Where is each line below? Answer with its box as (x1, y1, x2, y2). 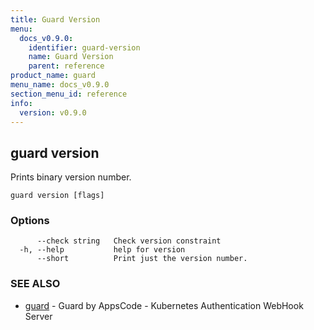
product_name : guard (10, 71, 97, 81)
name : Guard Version (28, 52, 114, 62)
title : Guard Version (10, 14, 101, 25)
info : (10, 98, 33, 108)
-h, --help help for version (19, 245, 186, 255)
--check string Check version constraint (36, 236, 222, 246)
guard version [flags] (10, 191, 105, 201)
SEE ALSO (10, 277, 61, 291)
